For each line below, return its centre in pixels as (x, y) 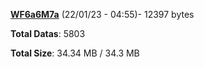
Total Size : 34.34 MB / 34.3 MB (75, 53)
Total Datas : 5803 (48, 33)
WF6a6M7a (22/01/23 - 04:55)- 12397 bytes (102, 14)
